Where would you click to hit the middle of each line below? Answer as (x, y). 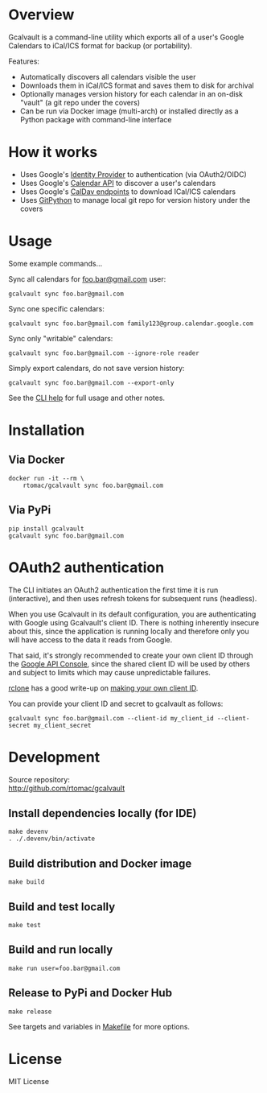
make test (25, 925)
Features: (24, 61)
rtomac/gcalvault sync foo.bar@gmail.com (93, 485)
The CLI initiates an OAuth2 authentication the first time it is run (113, 590)
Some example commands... (55, 263)
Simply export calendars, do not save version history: (97, 368)
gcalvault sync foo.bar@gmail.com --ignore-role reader (104, 353)
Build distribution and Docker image (100, 863)
